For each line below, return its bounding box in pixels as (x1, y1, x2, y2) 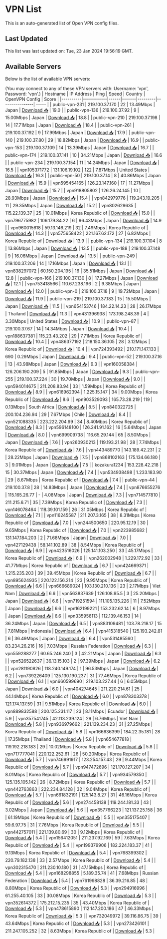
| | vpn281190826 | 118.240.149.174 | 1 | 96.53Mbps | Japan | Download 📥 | (5, 665, 159, 671)
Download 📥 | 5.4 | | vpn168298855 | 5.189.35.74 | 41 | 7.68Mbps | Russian (5, 870, 159, 876)
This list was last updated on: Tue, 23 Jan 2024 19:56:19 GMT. (5, 48, 133, 54)
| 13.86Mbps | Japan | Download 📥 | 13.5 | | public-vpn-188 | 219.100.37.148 (5, 245, 161, 251)
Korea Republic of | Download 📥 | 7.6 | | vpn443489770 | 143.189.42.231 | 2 (5, 446, 161, 452)
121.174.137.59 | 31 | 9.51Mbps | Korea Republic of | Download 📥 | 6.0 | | (5, 701, 152, 707)
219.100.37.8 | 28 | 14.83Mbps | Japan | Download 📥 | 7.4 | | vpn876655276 (5, 484, 161, 490)
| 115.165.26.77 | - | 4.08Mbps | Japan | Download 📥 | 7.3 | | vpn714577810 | (5, 492, 161, 498)
